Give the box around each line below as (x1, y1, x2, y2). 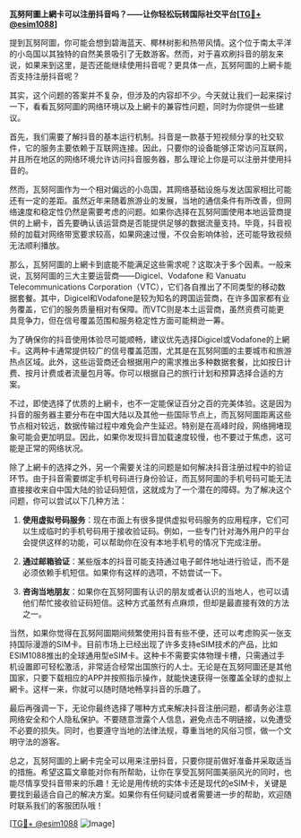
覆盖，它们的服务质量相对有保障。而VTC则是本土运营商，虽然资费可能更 (16, 304, 285, 315)
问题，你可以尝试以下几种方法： (9, 496, 127, 505)
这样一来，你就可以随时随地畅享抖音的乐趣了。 (32, 684, 206, 694)
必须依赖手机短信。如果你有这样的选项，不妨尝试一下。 (21, 567, 227, 577)
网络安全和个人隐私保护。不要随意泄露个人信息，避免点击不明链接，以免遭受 (9, 714, 292, 724)
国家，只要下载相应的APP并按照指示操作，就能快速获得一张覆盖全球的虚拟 (9, 672, 284, 683)
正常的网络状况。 (24, 443, 88, 454)
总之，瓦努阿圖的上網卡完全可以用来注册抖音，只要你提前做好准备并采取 (9, 756, 276, 765)
